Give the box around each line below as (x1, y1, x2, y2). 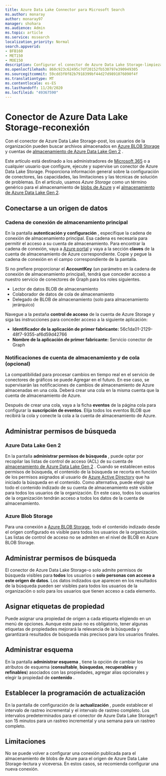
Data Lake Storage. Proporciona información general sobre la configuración (5, 169, 159, 174)
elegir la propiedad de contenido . (5, 674, 75, 680)
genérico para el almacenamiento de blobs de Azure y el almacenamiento (5, 184, 155, 190)
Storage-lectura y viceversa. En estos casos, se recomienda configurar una (5, 761, 159, 767)
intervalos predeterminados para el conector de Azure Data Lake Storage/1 (5, 712, 158, 718)
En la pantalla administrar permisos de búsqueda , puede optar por (5, 453, 144, 459)
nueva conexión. (5, 766, 39, 772)
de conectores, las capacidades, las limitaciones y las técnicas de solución (5, 174, 158, 180)
